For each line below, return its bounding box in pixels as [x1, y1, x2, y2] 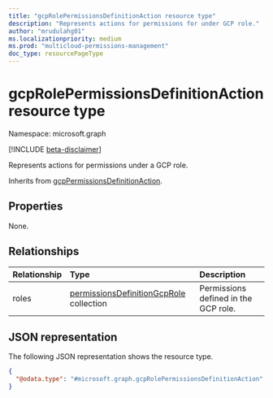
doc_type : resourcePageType [8, 50, 104, 58]
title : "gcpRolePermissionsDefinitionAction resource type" [8, 11, 217, 20]
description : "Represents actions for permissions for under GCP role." [8, 19, 260, 28]
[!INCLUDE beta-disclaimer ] [8, 144, 102, 154]
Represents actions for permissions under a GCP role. [8, 160, 188, 170]
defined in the [199, 292, 253, 304]
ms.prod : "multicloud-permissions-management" [8, 42, 169, 50]
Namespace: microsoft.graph [8, 128, 106, 138]
